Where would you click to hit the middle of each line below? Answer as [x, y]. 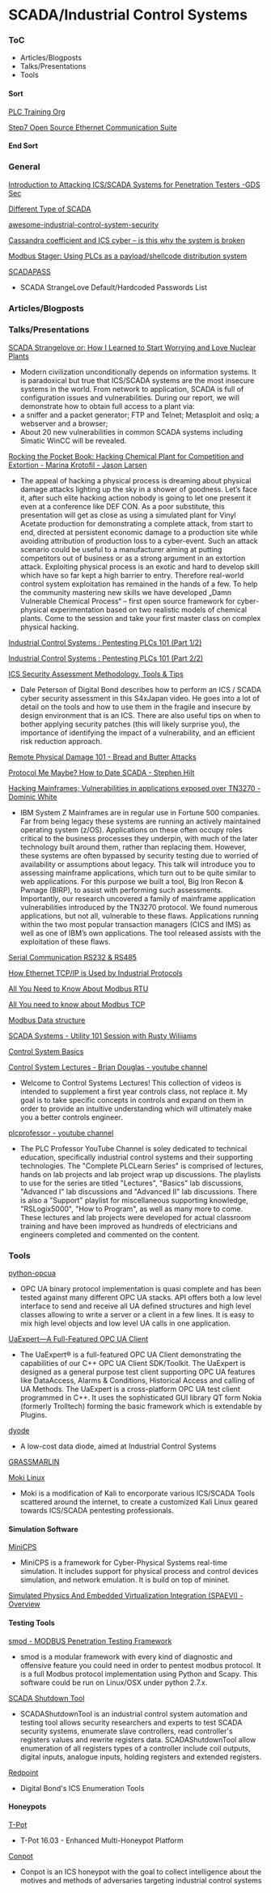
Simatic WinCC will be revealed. [73, 440]
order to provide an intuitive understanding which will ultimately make [136, 1108]
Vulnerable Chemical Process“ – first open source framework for [127, 601]
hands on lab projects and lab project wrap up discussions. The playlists [140, 1174]
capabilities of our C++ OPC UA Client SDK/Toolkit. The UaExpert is [133, 1363]
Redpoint [23, 1772]
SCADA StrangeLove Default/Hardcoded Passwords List [114, 287]
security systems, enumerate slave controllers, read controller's [126, 1731]
